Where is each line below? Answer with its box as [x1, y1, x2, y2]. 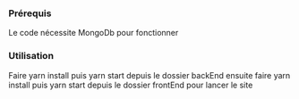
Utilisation [8, 50, 55, 62]
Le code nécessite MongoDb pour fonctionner [8, 28, 179, 38]
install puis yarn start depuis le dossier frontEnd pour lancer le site [8, 79, 253, 90]
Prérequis [8, 7, 52, 20]
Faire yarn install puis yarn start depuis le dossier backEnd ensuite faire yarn [8, 70, 291, 80]
